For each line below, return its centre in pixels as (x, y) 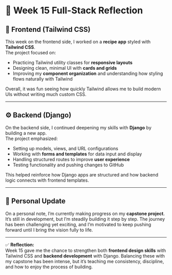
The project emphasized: (31, 139)
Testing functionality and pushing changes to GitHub (68, 165)
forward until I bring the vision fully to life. (49, 230)
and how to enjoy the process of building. (49, 267)
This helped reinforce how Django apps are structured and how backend (82, 174)
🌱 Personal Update (35, 201)
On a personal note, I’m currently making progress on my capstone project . (85, 213)
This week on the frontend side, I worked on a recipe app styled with (78, 42)
